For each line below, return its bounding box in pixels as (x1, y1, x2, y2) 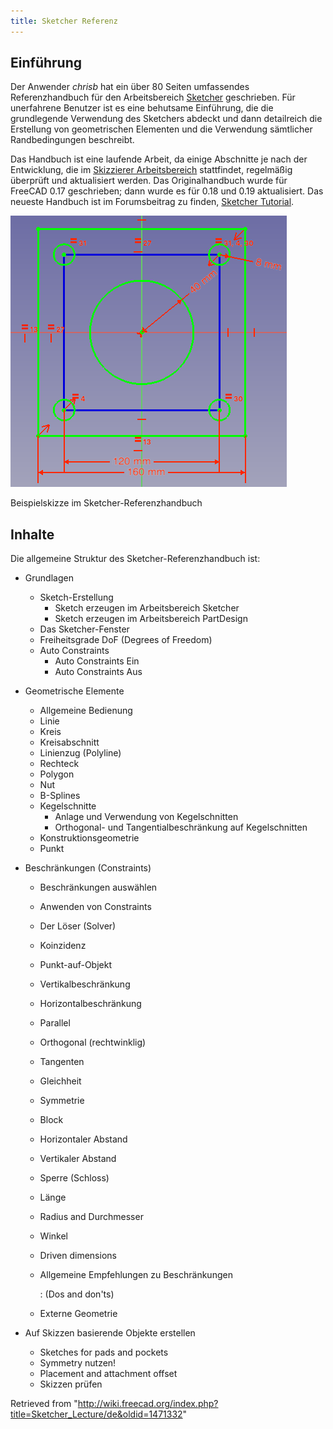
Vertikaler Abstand (39, 1153, 117, 1165)
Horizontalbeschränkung (39, 998, 142, 1010)
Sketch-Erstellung (39, 591, 114, 604)
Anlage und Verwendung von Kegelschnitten (54, 811, 239, 823)
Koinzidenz (39, 940, 87, 952)
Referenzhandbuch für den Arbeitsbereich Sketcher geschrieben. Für (10, 91, 296, 104)
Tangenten (39, 1056, 85, 1068)
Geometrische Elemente (24, 685, 125, 697)
